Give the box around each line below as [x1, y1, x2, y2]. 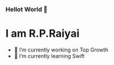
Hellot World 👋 [5, 5, 48, 13]
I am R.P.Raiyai [5, 27, 80, 40]
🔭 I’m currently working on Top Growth [14, 46, 109, 53]
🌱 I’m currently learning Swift [14, 52, 85, 59]
